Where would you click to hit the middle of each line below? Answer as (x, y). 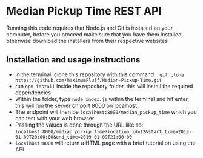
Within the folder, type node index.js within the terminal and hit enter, (102, 99)
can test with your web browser (55, 118)
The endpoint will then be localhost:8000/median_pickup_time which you (106, 112)
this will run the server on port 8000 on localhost (76, 105)
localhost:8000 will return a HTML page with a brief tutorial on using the (105, 143)
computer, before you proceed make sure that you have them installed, (95, 34)
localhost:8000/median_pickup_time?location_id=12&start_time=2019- (103, 131)
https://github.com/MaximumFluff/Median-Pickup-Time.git (88, 80)
